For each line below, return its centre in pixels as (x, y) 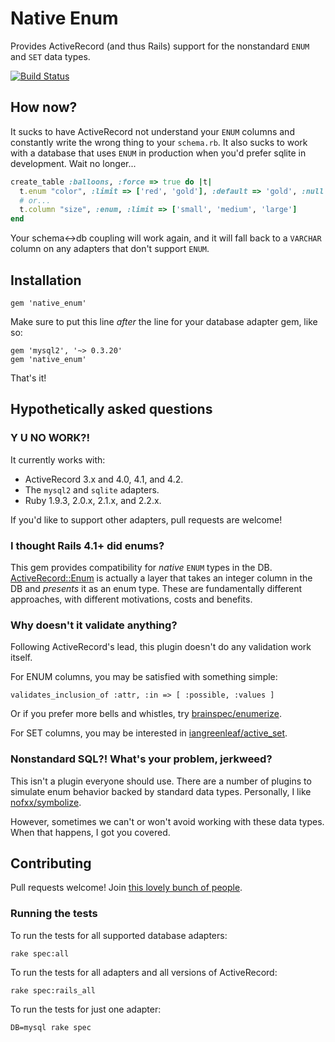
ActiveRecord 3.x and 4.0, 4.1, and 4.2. (104, 479)
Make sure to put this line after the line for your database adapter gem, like (164, 321)
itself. (21, 658)
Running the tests (54, 914)
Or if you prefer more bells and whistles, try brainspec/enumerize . (146, 714)
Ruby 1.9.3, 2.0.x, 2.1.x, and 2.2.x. (93, 500)
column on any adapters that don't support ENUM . (110, 249)
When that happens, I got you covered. (90, 832)
